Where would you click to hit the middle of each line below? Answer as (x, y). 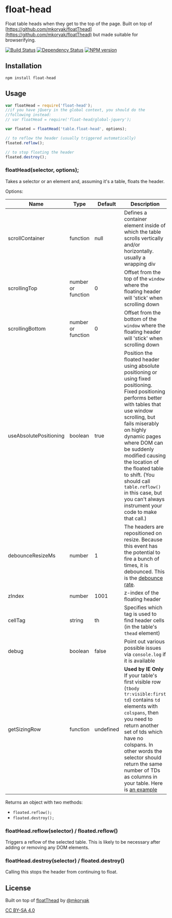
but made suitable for (115, 34)
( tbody (132, 688)
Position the (138, 353)
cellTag (17, 620)
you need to (138, 719)
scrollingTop (23, 288)
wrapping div (140, 264)
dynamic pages (143, 436)
